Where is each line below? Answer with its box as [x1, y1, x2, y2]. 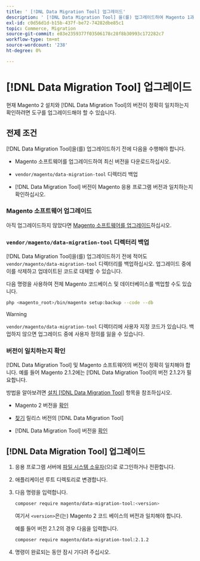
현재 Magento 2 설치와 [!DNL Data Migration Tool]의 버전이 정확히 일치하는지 [6, 101, 189, 108]
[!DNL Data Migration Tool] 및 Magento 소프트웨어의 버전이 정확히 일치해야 [6, 361, 184, 369]
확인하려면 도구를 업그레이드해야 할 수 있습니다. [6, 109, 116, 116]
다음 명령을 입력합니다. [14, 489, 68, 496]
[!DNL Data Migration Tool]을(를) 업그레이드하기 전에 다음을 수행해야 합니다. [6, 145, 186, 152]
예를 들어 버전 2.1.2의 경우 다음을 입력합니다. [14, 525, 119, 532]
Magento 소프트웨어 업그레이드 [6, 207, 93, 215]
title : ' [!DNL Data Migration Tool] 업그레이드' [6, 8, 126, 15]
